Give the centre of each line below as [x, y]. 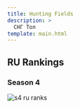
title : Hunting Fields [40, 14]
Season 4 [24, 82]
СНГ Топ [25, 27]
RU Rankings [36, 62]
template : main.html [38, 34]
